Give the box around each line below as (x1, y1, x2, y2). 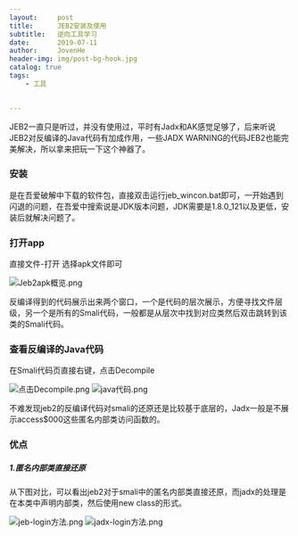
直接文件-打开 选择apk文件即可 (9, 259, 123, 269)
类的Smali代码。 (9, 318, 69, 330)
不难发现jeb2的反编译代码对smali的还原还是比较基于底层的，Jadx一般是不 (9, 403, 282, 414)
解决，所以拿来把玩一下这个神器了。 (16, 144, 150, 154)
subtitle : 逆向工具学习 (9, 29, 98, 38)
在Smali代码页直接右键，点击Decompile (9, 365, 155, 375)
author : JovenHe (9, 46, 87, 55)
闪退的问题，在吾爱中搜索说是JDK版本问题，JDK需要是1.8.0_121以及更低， (9, 201, 282, 211)
